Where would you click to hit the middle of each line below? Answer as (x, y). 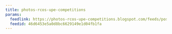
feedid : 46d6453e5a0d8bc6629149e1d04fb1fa (56, 24)
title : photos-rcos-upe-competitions (46, 10)
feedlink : (20, 19)
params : (14, 14)
